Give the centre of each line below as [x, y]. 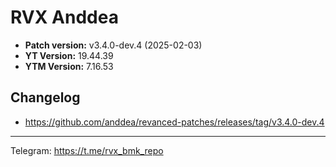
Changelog [45, 97]
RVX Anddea [64, 17]
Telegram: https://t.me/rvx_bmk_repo [87, 150]
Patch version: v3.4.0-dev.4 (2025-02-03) [113, 45]
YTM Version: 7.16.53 [69, 66]
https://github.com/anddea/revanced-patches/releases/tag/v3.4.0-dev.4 [174, 122]
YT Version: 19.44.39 [69, 55]
